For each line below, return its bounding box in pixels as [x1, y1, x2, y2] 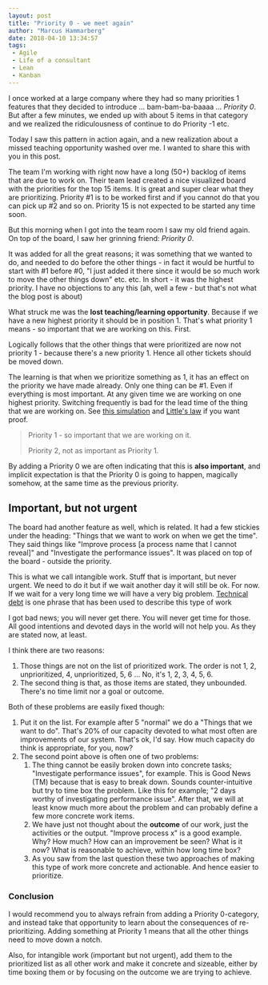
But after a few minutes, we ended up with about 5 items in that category [8, 110, 249, 120]
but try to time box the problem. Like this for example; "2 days [31, 786, 236, 795]
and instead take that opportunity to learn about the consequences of [8, 918, 238, 927]
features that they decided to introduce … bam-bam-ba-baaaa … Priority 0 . [8, 102, 257, 111]
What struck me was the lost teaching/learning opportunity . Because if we [8, 307, 258, 316]
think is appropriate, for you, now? [19, 743, 134, 753]
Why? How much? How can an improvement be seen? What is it [31, 837, 242, 846]
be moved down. [8, 356, 64, 366]
